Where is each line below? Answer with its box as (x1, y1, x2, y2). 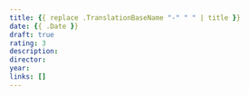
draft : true (9, 30, 54, 39)
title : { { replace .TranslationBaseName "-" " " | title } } (9, 13, 242, 23)
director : (9, 55, 47, 64)
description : (9, 47, 59, 56)
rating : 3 (9, 38, 47, 48)
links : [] (9, 72, 47, 81)
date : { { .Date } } (9, 22, 79, 31)
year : (9, 64, 30, 73)
